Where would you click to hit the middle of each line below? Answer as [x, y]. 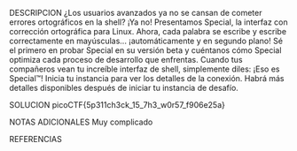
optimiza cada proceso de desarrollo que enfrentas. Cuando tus [126, 60]
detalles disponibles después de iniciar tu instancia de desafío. [124, 88]
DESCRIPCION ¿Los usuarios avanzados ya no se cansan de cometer [136, 13]
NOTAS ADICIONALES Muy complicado [81, 122]
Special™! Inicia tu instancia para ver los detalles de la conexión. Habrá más [147, 78]
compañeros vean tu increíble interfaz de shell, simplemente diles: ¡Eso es [145, 69]
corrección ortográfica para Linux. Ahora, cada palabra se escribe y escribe [148, 31]
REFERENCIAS [35, 139]
